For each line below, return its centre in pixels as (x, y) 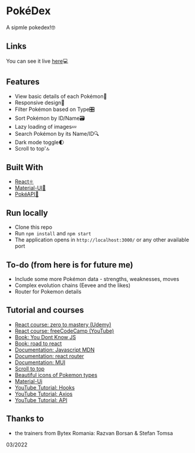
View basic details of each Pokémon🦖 (61, 96)
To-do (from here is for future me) (70, 265)
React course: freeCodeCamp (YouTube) (64, 331)
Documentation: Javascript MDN (55, 350)
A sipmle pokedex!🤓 (31, 27)
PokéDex (28, 11)
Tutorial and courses (45, 310)
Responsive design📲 (40, 103)
